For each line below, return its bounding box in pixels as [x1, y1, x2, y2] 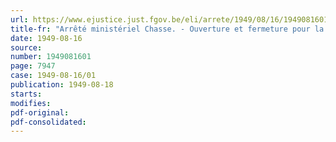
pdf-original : [10, 107, 70, 118]
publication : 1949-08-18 [10, 80, 114, 90]
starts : [10, 89, 43, 99]
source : [10, 42, 43, 53]
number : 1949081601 [10, 52, 92, 62]
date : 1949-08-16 [10, 33, 83, 43]
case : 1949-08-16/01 [10, 71, 97, 81]
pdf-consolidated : [10, 117, 87, 127]
